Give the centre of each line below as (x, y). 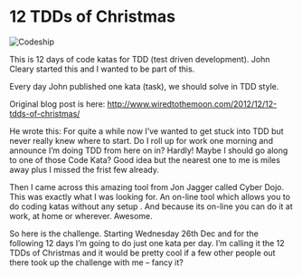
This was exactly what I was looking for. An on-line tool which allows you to (150, 196)
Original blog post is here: (57, 104)
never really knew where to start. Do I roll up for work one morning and (142, 140)
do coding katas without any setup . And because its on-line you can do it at (151, 206)
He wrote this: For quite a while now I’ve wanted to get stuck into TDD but (146, 131)
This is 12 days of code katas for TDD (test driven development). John (140, 59)
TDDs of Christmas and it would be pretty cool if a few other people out (142, 253)
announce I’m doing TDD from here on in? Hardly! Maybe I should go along (149, 150)
